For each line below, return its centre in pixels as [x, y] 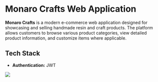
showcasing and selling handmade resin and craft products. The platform [79, 27]
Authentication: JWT [34, 65]
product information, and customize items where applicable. [66, 38]
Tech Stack [23, 53]
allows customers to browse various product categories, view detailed [76, 33]
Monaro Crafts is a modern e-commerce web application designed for [76, 22]
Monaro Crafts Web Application [71, 9]
